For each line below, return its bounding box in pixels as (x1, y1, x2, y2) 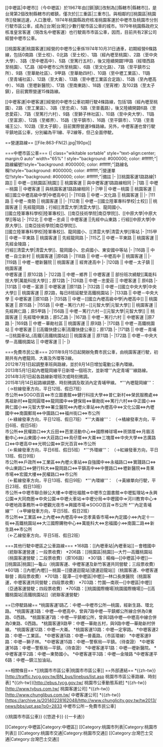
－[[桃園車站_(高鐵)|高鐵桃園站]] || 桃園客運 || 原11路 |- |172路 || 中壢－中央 (5, 332, 153, 338)
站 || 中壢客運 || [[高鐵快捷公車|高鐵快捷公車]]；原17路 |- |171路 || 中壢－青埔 (5, 327, 157, 332)
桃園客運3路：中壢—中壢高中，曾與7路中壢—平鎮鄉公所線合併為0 (17, 608, 148, 614)
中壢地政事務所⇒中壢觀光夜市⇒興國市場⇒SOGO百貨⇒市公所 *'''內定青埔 (5, 502, 152, 507)
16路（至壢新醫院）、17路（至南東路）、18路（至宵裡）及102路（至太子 (15, 83, 155, 88)
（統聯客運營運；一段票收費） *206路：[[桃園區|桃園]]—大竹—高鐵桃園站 (5, 549, 153, 554)
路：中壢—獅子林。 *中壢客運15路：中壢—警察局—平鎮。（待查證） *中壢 (5, 639, 150, 644)
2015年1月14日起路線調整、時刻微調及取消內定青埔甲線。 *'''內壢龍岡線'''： (5, 380, 156, 385)
